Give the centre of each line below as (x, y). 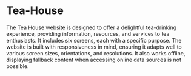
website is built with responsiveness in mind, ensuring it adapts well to (94, 47)
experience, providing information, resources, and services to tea (88, 33)
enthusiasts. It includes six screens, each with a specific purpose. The (94, 40)
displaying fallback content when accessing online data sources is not (94, 60)
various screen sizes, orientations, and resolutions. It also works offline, (96, 53)
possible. (18, 66)
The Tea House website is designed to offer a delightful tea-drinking (92, 27)
